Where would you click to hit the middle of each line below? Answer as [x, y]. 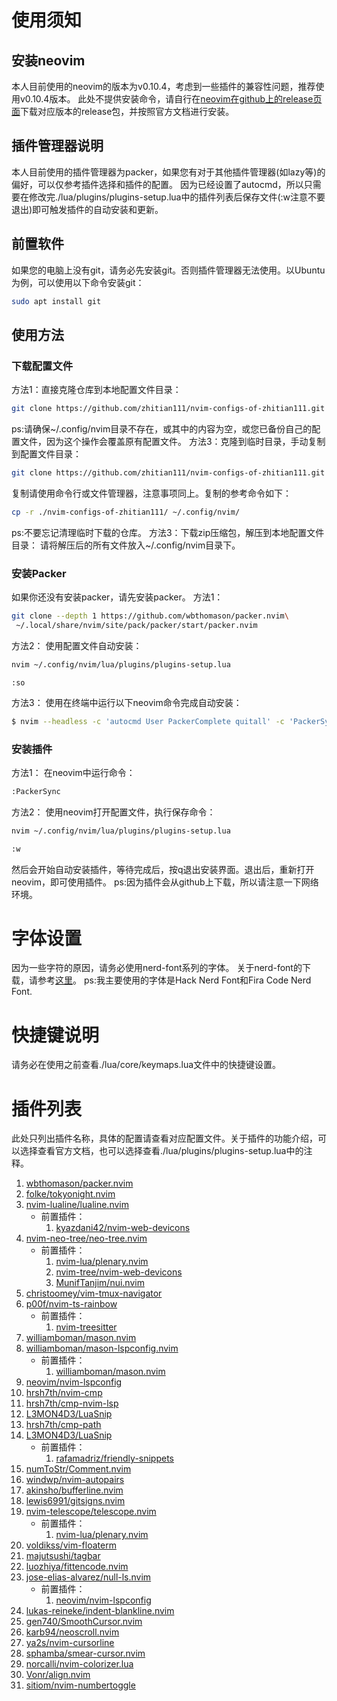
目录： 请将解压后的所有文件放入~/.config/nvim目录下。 [126, 545]
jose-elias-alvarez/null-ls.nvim [88, 1577]
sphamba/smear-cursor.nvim [85, 1653]
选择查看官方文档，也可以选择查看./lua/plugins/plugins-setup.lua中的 [161, 1151]
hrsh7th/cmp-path [63, 1425]
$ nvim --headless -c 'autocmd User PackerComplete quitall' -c [148, 721]
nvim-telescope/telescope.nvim [91, 1512]
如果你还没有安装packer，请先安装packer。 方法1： [117, 597]
